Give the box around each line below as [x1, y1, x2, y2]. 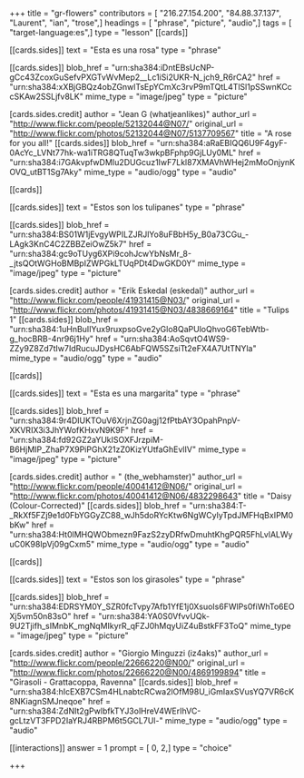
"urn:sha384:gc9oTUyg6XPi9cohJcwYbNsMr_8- [9, 249, 192, 259]
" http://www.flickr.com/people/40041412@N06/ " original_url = [9, 481, 243, 491]
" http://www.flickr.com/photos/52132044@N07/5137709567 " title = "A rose [9, 128, 292, 139]
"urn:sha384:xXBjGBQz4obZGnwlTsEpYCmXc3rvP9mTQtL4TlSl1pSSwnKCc [9, 82, 292, 92]
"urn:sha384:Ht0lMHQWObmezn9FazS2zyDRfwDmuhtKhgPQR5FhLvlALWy [9, 529, 293, 539]
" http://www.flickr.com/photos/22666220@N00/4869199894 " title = [9, 667, 267, 677]
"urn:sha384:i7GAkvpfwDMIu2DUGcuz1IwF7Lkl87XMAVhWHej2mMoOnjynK [9, 157, 296, 167]
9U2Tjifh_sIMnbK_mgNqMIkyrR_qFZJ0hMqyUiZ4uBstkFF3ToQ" [9, 621, 249, 631]
